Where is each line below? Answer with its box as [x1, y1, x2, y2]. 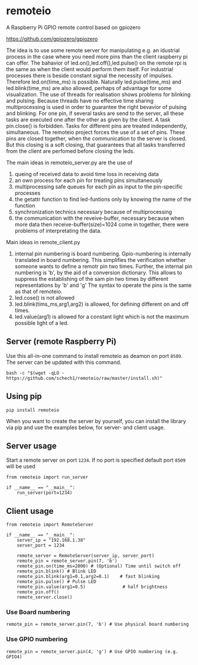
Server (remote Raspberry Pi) [6, 337, 117, 347]
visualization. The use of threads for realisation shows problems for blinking [6, 91, 191, 98]
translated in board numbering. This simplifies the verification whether [14, 256, 186, 263]
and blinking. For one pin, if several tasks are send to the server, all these [6, 110, 184, 117]
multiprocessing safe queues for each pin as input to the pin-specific [14, 183, 183, 190]
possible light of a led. [14, 319, 69, 327]
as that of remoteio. [14, 287, 63, 295]
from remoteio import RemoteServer [6, 522, 94, 528]
